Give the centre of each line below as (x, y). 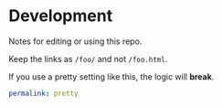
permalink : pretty (43, 93)
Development (61, 16)
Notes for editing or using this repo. (75, 41)
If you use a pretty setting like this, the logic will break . (111, 76)
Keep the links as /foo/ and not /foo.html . (88, 59)
